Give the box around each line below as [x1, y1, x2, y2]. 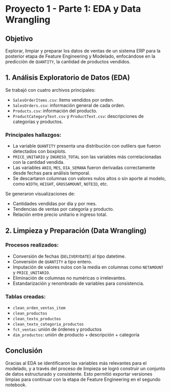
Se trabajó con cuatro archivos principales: [5, 87, 96, 93]
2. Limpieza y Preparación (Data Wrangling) [5, 226, 147, 235]
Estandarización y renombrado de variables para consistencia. [12, 280, 144, 286]
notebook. [5, 381, 27, 388]
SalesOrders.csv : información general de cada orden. [12, 102, 125, 108]
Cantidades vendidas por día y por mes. [12, 201, 97, 207]
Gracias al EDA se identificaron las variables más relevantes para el [5, 360, 147, 366]
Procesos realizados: [5, 241, 59, 249]
